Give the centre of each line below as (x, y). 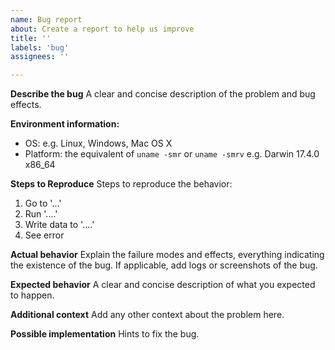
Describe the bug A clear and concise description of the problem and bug (163, 94)
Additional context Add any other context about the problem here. (147, 315)
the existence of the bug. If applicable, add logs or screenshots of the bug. (164, 265)
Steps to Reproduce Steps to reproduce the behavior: (121, 184)
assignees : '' (40, 57)
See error (44, 235)
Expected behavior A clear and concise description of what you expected (163, 285)
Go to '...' (43, 203)
